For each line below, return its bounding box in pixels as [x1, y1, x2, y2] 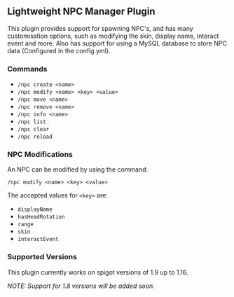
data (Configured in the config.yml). [7, 46, 111, 55]
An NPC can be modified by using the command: [7, 165, 149, 174]
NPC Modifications [7, 150, 74, 160]
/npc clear [17, 126, 50, 133]
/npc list [17, 118, 47, 125]
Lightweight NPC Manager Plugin [7, 6, 156, 18]
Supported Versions [7, 252, 77, 262]
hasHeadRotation [17, 214, 65, 221]
